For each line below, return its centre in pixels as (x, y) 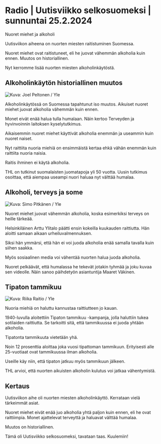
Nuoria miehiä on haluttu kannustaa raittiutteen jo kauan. (61, 308)
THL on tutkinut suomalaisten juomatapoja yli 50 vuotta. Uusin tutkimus (76, 172)
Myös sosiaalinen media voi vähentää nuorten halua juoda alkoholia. (73, 257)
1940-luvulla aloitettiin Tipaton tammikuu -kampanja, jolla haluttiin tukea (77, 318)
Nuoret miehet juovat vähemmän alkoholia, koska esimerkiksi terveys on (77, 213)
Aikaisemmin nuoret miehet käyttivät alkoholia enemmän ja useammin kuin (79, 133)
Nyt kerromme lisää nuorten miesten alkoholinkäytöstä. (60, 68)
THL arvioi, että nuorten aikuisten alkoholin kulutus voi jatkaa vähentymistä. (80, 371)
